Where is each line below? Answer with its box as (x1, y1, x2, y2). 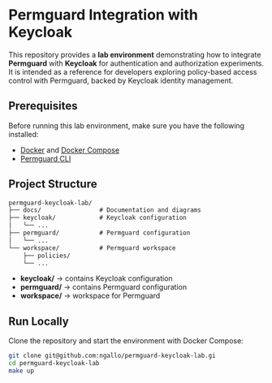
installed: (8, 129, 39, 139)
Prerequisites (8, 99, 78, 113)
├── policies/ (23, 252, 71, 260)
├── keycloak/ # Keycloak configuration (8, 213, 187, 222)
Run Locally (8, 314, 69, 328)
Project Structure (8, 177, 97, 191)
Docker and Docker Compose (19, 144, 120, 155)
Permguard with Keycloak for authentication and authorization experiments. (8, 58, 264, 68)
